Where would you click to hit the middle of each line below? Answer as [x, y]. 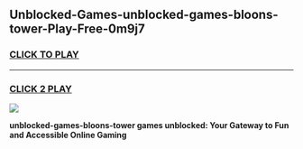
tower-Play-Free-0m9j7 [78, 29]
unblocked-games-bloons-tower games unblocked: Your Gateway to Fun [149, 125]
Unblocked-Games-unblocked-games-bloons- [144, 15]
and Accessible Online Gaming [68, 135]
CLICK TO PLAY [44, 55]
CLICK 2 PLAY [41, 88]
